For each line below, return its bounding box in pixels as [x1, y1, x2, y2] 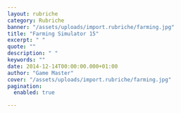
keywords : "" [7, 56, 46, 64]
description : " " [7, 50, 58, 57]
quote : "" [7, 43, 37, 50]
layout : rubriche [7, 10, 58, 18]
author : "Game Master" [7, 69, 74, 76]
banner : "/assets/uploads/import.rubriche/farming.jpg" [7, 23, 175, 30]
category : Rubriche [7, 17, 65, 24]
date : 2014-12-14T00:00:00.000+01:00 [7, 63, 118, 70]
